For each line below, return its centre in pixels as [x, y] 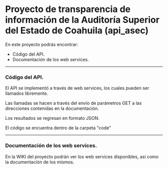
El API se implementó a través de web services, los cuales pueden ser [77, 88]
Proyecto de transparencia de [68, 9]
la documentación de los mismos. [40, 162]
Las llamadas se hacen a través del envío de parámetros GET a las [73, 103]
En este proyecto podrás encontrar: [42, 44]
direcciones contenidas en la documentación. [52, 108]
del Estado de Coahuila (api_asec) [77, 31]
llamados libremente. [27, 93]
